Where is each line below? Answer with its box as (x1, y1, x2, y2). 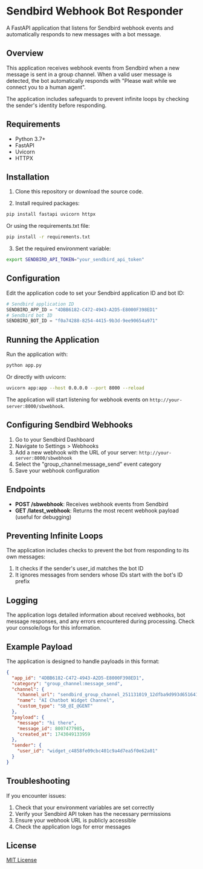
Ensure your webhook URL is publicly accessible (14, 816, 137, 824)
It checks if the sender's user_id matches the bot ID (14, 565, 144, 572)
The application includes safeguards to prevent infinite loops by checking (6, 95, 189, 102)
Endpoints (6, 485, 46, 495)
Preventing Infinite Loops (6, 531, 103, 541)
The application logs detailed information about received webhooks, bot (6, 612, 185, 619)
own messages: (6, 553, 46, 560)
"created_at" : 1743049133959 (17, 731, 91, 737)
